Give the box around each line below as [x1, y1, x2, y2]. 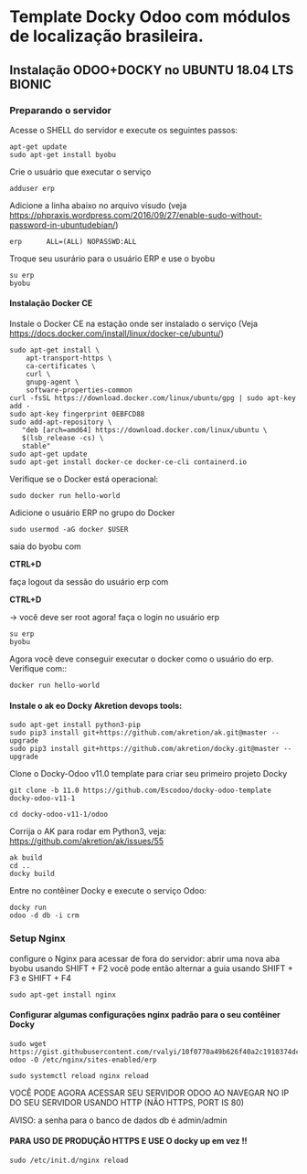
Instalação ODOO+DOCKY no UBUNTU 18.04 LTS [9, 62, 294, 78]
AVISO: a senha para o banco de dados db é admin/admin [9, 1115, 228, 1126]
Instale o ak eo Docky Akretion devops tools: [9, 700, 183, 711]
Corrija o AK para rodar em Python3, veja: [9, 826, 167, 837]
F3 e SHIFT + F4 [9, 972, 71, 983]
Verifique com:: [9, 663, 68, 674]
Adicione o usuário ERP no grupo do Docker [9, 507, 175, 518]
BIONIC [9, 76, 52, 92]
